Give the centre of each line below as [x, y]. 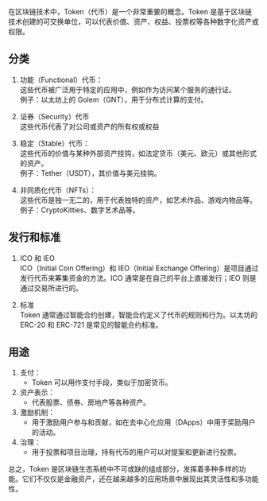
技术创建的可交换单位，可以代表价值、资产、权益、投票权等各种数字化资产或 [133, 21]
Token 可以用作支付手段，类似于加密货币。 [102, 383]
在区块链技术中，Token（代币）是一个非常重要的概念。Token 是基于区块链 [130, 12]
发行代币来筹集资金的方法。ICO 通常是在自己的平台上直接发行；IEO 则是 [138, 278]
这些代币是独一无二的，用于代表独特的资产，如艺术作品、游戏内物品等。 [138, 200]
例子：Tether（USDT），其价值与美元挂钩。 [90, 173]
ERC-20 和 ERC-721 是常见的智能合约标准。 [91, 324]
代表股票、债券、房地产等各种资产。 [91, 402]
